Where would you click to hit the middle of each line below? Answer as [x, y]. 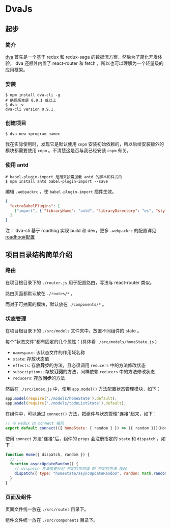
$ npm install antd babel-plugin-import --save [57, 181]
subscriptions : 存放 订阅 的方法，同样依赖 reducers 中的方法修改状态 [84, 372]
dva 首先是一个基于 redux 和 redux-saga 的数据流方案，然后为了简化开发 [82, 57]
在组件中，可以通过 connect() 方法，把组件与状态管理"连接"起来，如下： [81, 414]
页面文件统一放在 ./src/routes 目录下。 [47, 509]
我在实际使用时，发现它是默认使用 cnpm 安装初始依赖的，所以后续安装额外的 [85, 144]
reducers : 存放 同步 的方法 [39, 378]
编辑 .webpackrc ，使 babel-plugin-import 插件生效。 [61, 191]
